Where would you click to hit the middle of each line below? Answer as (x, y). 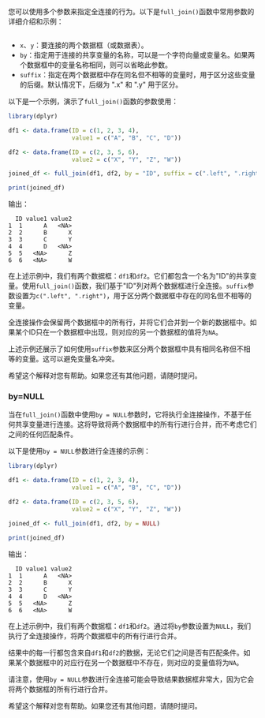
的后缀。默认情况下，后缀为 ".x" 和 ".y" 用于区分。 (101, 84)
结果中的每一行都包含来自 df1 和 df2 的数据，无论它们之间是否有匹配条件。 (126, 653)
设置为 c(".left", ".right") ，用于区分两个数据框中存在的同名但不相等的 (133, 296)
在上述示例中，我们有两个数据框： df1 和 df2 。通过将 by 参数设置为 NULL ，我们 (129, 626)
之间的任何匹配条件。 (43, 434)
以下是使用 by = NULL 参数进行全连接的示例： (80, 451)
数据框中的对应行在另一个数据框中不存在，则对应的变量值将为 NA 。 (136, 662)
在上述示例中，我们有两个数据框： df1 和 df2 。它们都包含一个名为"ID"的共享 (129, 276)
